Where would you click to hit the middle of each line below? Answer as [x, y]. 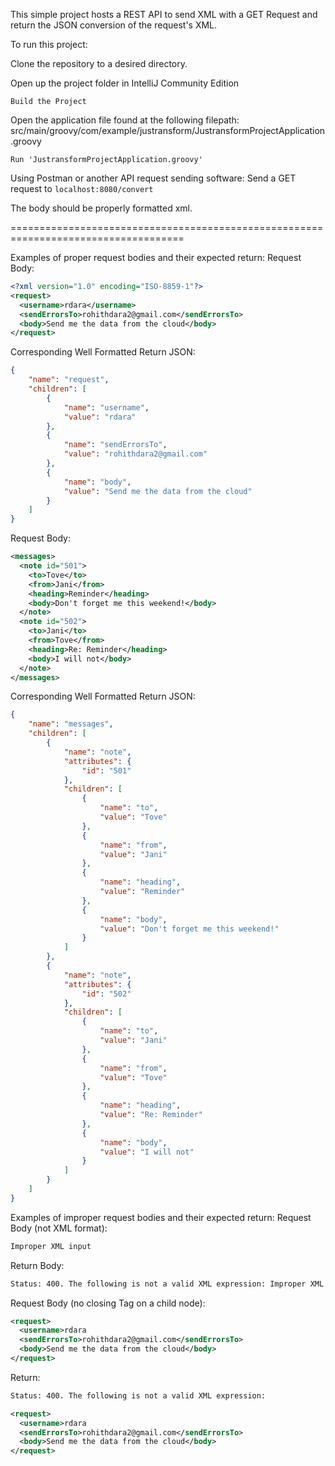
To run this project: [49, 44]
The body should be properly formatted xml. [101, 208]
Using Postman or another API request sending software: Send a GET [153, 178]
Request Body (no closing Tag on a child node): [108, 1303]
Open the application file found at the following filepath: [125, 120]
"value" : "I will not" [147, 1152]
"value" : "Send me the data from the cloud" [158, 491]
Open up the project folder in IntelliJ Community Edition [125, 83]
